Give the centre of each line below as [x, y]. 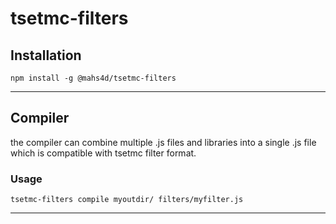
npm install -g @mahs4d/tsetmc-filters [93, 78]
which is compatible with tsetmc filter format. [103, 153]
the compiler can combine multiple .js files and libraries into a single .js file [163, 142]
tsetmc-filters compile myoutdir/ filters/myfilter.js [127, 200]
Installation [46, 55]
